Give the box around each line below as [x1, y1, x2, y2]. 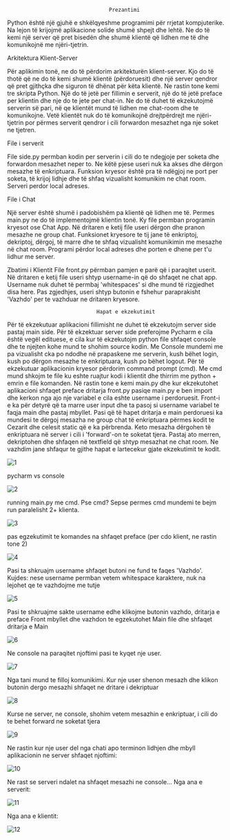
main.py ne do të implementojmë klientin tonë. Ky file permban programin [7, 216, 216, 224]
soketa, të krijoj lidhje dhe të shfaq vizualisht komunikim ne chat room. [7, 174, 207, 183]
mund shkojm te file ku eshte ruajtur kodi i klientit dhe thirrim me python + [7, 372, 217, 380]
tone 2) [7, 540, 28, 548]
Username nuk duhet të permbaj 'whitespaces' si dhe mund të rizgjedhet [7, 280, 215, 289]
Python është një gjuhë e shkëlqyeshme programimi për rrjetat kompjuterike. [7, 19, 224, 27]
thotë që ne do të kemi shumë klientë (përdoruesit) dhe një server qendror [7, 74, 218, 83]
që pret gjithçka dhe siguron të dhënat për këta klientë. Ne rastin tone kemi [7, 82, 220, 90]
